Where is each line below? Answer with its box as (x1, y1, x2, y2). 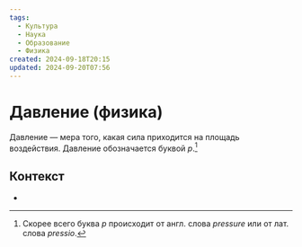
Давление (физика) (9, 102, 164, 122)
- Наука (17, 30, 47, 39)
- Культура (17, 22, 58, 31)
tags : (9, 13, 30, 22)
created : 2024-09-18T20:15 (9, 55, 111, 64)
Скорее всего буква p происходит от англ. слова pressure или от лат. (22, 218, 289, 229)
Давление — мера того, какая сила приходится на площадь (9, 131, 240, 142)
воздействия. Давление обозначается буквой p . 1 (9, 141, 198, 154)
